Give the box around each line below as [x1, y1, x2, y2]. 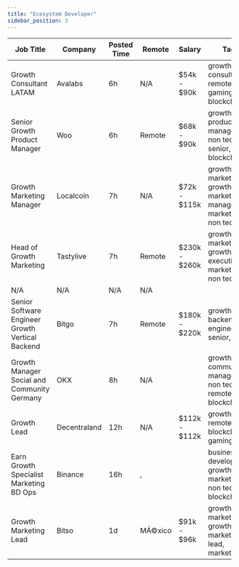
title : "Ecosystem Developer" [7, 10, 97, 18]
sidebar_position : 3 [7, 17, 69, 24]
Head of [11, 242, 38, 252]
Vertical [11, 332, 37, 342]
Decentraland [56, 422, 102, 432]
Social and [11, 375, 46, 385]
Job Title [15, 44, 46, 54]
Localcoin [56, 190, 90, 200]
